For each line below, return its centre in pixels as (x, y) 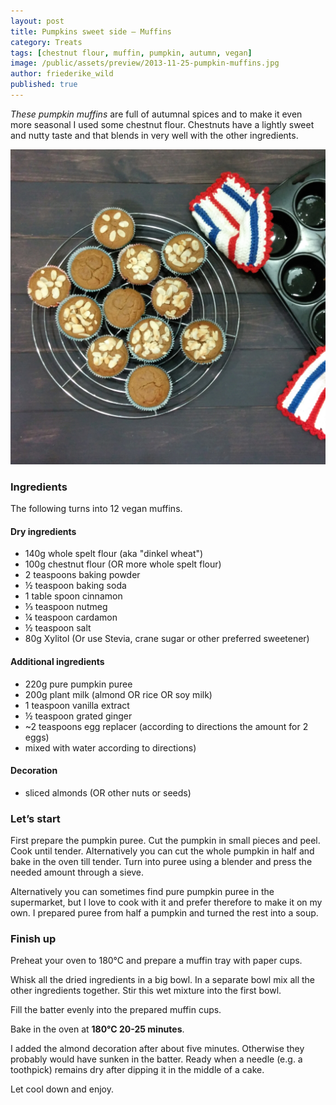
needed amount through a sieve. (77, 872)
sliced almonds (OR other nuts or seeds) (108, 792)
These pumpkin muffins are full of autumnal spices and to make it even (156, 114)
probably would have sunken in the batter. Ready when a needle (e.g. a (156, 1059)
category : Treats (46, 42)
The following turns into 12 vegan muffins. (96, 509)
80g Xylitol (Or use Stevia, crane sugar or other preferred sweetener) (167, 639)
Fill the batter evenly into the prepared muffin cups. (116, 1010)
